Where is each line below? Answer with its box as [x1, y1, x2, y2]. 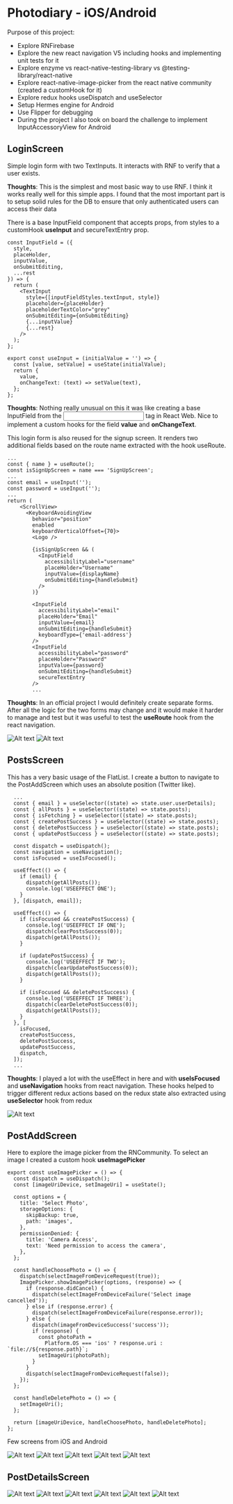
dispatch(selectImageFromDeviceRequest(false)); [25, 1370, 170, 1377]
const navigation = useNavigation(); [13, 848, 123, 855]
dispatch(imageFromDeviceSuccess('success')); [32, 1321, 170, 1328]
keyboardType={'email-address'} [38, 631, 132, 638]
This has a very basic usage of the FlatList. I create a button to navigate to [7, 773, 220, 781]
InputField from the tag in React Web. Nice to [7, 411, 218, 419]
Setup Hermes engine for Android [17, 100, 115, 109]
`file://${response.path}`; [7, 1346, 89, 1353]
